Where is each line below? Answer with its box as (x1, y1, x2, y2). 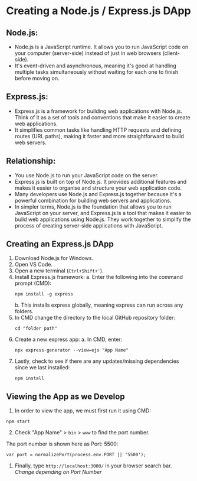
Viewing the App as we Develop (6, 391, 125, 401)
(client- (162, 50, 180, 57)
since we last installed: (14, 364, 70, 371)
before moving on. (14, 75, 60, 82)
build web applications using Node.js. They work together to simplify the (14, 216, 191, 223)
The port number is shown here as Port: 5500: (6, 440, 119, 447)
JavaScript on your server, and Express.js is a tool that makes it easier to (14, 209, 192, 216)
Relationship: (6, 156, 56, 166)
